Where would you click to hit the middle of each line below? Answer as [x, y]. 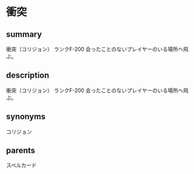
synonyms [26, 116]
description [28, 75]
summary [24, 34]
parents [21, 151]
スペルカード [21, 165]
